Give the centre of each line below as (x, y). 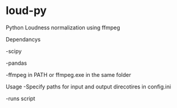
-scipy (14, 51)
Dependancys (23, 39)
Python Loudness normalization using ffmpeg (63, 27)
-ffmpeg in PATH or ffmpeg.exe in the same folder (69, 74)
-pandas (16, 63)
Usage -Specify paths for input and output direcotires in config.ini (88, 87)
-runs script (20, 98)
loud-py (26, 11)
